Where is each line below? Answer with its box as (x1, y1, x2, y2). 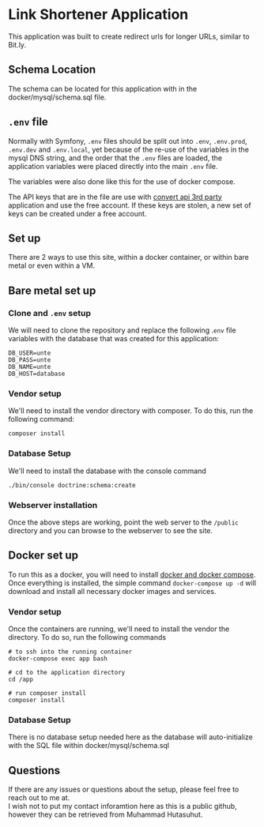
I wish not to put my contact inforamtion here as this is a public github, (8, 802, 237, 811)
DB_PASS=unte (8, 356, 51, 364)
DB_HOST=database (8, 370, 66, 378)
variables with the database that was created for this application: (8, 334, 219, 344)
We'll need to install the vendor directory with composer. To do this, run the (8, 406, 254, 415)
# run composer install (8, 690, 87, 697)
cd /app (8, 675, 34, 684)
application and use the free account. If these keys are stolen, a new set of (8, 200, 251, 210)
